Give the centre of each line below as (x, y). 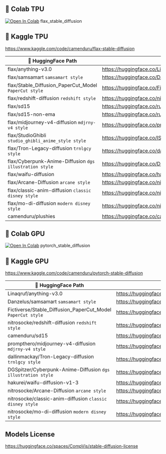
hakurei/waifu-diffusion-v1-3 (43, 383)
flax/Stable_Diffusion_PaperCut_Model (52, 85)
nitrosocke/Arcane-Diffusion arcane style (57, 391)
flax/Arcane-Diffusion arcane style (49, 182)
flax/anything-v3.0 (30, 69)
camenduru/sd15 (28, 336)
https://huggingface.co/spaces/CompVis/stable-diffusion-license (72, 446)
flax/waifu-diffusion (31, 174)
